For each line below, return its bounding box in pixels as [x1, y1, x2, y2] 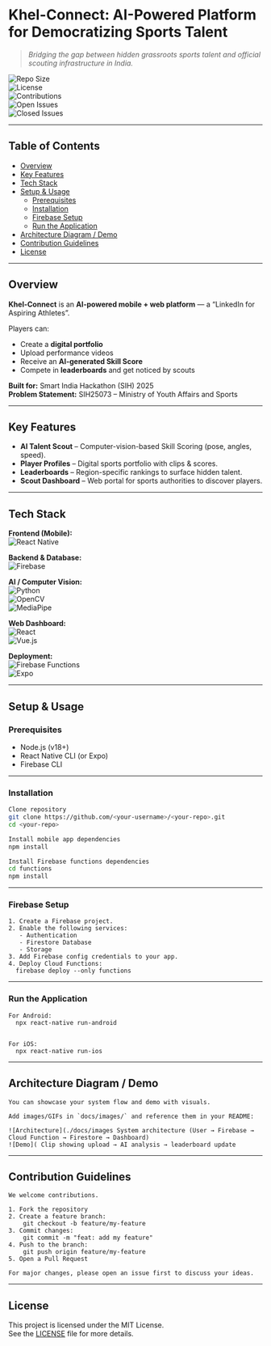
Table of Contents [8, 139, 101, 153]
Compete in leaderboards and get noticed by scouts [19, 365, 195, 375]
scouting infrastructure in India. [27, 58, 133, 68]
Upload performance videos [19, 348, 115, 358]
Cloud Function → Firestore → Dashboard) [8, 1133, 150, 1141]
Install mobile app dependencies [8, 835, 121, 843]
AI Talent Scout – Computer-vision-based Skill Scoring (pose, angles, [19, 442, 252, 451]
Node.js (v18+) [19, 742, 69, 751]
